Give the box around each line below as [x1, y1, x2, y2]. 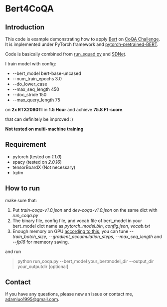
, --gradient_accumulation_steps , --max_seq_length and [46, 233, 162, 240]
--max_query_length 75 [12, 97, 61, 103]
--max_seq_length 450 [12, 86, 60, 92]
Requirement [5, 140, 46, 149]
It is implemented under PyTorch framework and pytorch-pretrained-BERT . [5, 41, 159, 47]
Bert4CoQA [5, 3, 54, 14]
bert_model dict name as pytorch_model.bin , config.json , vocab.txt [12, 223, 151, 229]
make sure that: [5, 197, 37, 203]
